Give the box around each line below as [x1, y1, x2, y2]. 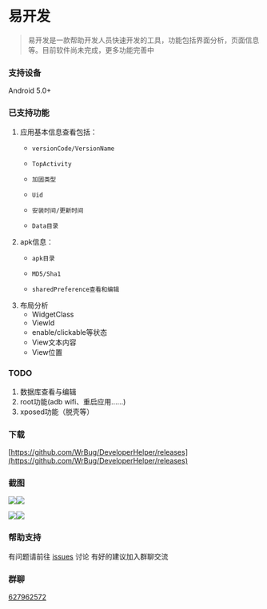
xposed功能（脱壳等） [19, 407, 94, 416]
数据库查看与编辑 [19, 387, 77, 396]
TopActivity [31, 160, 72, 168]
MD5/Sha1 [31, 269, 62, 278]
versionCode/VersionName [31, 145, 115, 153]
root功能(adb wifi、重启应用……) [19, 396, 126, 406]
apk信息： [19, 237, 54, 246]
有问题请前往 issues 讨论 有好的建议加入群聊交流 [8, 551, 169, 561]
